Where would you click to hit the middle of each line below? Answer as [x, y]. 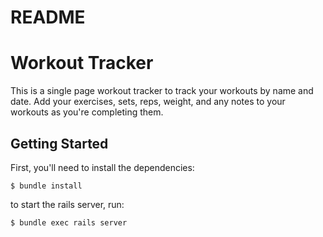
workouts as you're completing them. [87, 112]
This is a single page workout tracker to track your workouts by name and [162, 91]
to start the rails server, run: [67, 204]
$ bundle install [46, 186]
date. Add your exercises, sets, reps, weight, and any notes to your [148, 102]
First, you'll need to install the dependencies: [102, 167]
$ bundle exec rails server [69, 222]
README [48, 17]
